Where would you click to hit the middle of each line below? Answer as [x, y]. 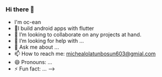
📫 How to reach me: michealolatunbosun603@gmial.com [85, 54]
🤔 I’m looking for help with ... [49, 41]
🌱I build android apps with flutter [54, 28]
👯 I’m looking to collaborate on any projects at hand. [78, 35]
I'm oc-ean [28, 22]
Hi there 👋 [20, 9]
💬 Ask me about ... [36, 47]
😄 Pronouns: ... [33, 62]
